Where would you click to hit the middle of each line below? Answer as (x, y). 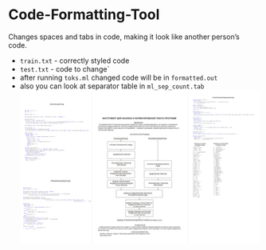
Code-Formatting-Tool (84, 15)
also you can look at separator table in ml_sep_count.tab (112, 86)
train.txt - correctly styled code (74, 61)
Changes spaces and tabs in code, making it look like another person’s (124, 37)
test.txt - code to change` (65, 68)
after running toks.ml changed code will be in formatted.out (119, 77)
